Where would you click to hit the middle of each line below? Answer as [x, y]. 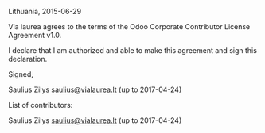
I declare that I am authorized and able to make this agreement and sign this [132, 50]
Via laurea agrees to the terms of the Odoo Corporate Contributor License [129, 27]
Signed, [21, 74]
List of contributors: [41, 105]
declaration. [28, 59]
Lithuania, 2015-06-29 [45, 11]
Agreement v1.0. [35, 35]
